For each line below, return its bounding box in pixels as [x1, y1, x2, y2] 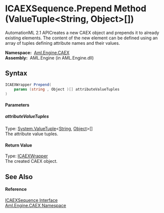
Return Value [5, 142, 32, 148]
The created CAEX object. [5, 158, 58, 164]
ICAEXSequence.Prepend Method [5, 3, 146, 14]
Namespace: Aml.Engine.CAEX [5, 50, 70, 56]
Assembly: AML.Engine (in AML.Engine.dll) [5, 55, 94, 61]
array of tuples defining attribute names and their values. [5, 40, 120, 46]
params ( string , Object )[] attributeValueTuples [14, 87, 120, 91]
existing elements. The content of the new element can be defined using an [5, 35, 158, 41]
